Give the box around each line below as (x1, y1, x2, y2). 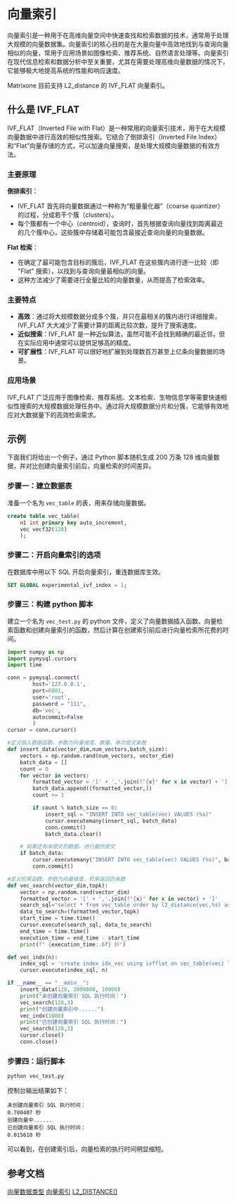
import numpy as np (7, 648, 65, 655)
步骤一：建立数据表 (7, 481, 72, 491)
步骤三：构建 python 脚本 (7, 600, 93, 609)
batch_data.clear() (44, 830, 102, 837)
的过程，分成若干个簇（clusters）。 (17, 210, 118, 219)
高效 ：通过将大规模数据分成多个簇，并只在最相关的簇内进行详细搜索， (17, 312, 221, 321)
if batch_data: (20, 849, 65, 857)
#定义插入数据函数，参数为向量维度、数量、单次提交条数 (7, 740, 147, 747)
